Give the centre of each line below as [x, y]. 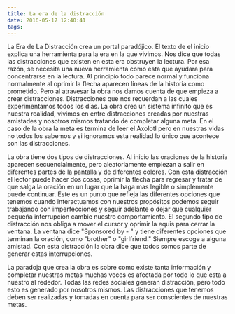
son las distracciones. [39, 144]
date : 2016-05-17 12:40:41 [47, 20]
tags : [15, 27]
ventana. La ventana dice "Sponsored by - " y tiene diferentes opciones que [117, 231]
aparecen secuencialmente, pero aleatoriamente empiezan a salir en [106, 165]
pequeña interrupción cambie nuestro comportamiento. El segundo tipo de [115, 217]
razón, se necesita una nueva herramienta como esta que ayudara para [110, 69]
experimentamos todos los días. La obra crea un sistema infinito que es [110, 107]
